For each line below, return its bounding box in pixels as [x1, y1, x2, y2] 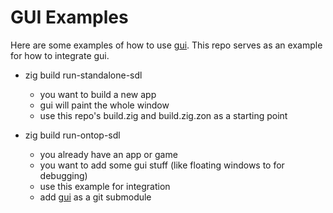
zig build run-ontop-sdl [24, 129, 121, 141]
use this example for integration [39, 180, 171, 192]
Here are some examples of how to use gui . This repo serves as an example [10, 39, 323, 51]
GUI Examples [10, 6, 129, 29]
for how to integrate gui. [10, 49, 110, 61]
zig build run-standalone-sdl [24, 69, 143, 81]
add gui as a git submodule [39, 191, 152, 203]
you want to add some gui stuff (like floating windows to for [39, 159, 285, 171]
